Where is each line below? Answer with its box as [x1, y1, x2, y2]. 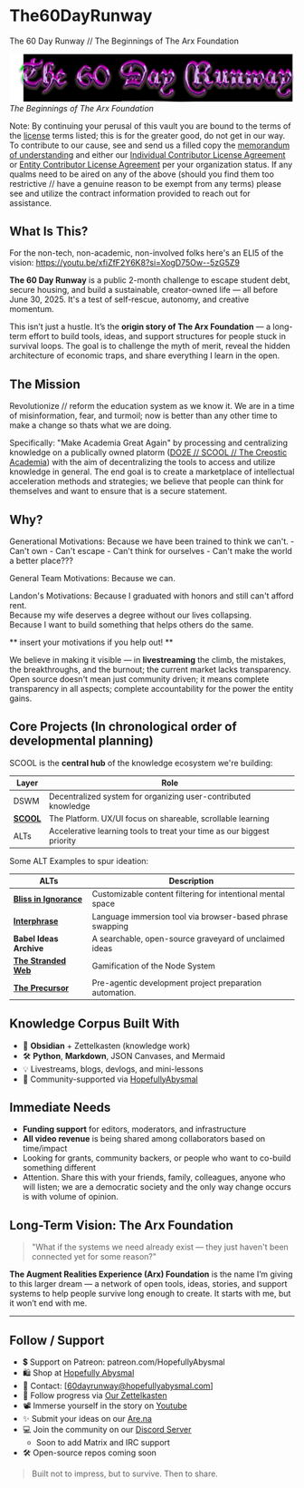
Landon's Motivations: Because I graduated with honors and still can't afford [9, 590, 294, 601]
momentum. [9, 304, 54, 315]
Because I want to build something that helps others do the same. [9, 619, 254, 630]
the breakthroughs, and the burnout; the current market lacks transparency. [9, 664, 291, 676]
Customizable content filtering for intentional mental [91, 889, 285, 900]
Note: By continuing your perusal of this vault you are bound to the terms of [9, 120, 291, 131]
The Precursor [13, 982, 70, 993]
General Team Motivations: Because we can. [9, 573, 176, 584]
